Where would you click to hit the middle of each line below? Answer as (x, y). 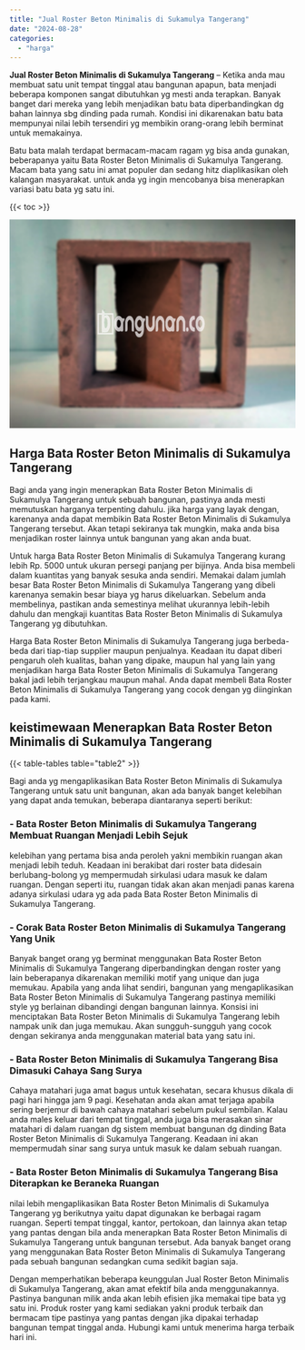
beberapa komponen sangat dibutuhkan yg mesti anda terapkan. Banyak (145, 95)
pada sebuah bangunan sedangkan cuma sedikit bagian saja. (124, 1261)
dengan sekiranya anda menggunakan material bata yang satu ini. (133, 1036)
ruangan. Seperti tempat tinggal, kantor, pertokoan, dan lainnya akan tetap (148, 1223)
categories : (32, 38)
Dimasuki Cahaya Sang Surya (76, 1071)
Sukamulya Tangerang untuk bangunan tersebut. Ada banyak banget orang (150, 1242)
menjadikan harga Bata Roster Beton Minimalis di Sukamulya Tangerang (144, 670)
